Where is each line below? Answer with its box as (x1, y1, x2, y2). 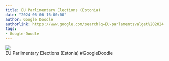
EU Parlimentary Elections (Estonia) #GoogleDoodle (5, 50, 113, 56)
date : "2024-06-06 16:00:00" (5, 12, 67, 17)
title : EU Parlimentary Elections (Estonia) (5, 7, 101, 13)
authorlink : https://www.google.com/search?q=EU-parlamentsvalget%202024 (5, 21, 164, 27)
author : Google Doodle (5, 17, 53, 22)
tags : (5, 26, 17, 32)
